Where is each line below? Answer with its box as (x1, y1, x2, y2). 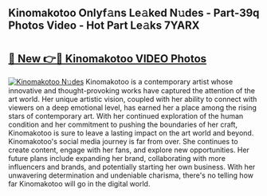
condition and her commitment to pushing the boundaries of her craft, (8, 120, 238, 129)
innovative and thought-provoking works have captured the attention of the (8, 86, 256, 95)
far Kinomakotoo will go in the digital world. (8, 179, 151, 188)
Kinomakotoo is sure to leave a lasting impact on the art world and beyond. (8, 128, 254, 138)
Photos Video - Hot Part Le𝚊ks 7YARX (8, 19, 200, 33)
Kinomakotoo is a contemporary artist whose (85, 77, 234, 86)
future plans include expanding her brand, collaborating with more (8, 154, 226, 163)
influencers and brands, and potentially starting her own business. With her (8, 163, 256, 171)
